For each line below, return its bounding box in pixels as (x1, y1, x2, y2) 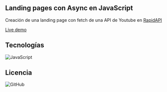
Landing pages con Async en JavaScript (5, 4, 133, 12)
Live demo (5, 27, 27, 33)
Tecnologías (5, 41, 44, 49)
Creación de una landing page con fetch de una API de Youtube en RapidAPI (5, 17, 162, 23)
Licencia (5, 69, 32, 77)
